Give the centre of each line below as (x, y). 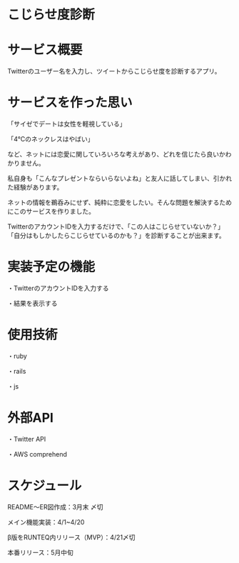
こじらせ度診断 (51, 15)
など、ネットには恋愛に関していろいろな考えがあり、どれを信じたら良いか (117, 154)
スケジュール (45, 486)
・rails (17, 371)
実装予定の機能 (51, 267)
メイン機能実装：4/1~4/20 (46, 522)
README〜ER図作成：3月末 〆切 (55, 507)
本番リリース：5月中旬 (40, 552)
